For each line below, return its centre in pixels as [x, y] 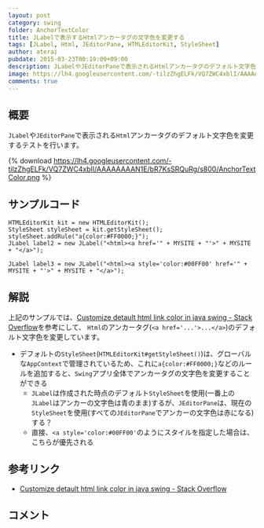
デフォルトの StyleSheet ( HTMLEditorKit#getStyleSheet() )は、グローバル [136, 354]
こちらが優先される [62, 442]
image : [19, 74]
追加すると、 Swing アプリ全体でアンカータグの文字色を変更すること [142, 373]
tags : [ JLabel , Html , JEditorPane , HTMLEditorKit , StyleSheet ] [114, 45]
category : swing [35, 23]
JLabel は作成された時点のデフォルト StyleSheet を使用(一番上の [133, 393]
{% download [30, 161]
